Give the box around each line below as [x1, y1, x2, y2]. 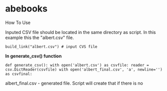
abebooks [5, 3, 48, 14]
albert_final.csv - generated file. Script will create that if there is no [5, 80, 143, 86]
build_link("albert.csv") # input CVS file [5, 44, 98, 49]
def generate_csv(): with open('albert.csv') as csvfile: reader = [5, 62, 149, 67]
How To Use [5, 19, 31, 25]
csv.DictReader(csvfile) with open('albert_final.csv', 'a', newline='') [5, 67, 163, 72]
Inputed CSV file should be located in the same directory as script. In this [5, 29, 156, 35]
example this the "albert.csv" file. [5, 34, 74, 40]
